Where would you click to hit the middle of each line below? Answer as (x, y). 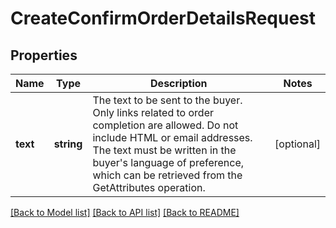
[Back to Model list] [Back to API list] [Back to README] (125, 212)
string (68, 144)
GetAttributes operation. (149, 187)
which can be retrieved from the (167, 175)
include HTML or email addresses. (172, 137)
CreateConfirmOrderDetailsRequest (163, 18)
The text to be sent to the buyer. (167, 100)
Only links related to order (153, 112)
